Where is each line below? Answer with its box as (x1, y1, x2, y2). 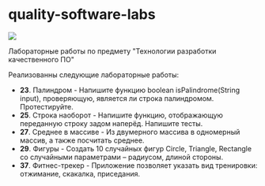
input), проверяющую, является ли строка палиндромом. (19, 93, 214, 103)
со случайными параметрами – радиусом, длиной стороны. (19, 152, 224, 162)
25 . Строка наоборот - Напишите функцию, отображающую (19, 110, 224, 120)
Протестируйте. (19, 102, 74, 111)
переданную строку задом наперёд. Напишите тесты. (19, 118, 203, 128)
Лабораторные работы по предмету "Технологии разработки (8, 46, 217, 56)
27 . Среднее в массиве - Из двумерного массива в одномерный (19, 127, 240, 136)
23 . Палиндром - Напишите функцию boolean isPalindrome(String (19, 85, 240, 95)
